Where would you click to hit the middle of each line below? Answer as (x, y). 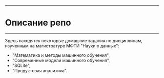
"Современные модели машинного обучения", (61, 60)
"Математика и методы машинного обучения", (61, 55)
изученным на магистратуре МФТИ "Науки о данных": (62, 46)
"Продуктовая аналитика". (40, 70)
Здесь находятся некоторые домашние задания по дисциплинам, (74, 40)
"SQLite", (21, 65)
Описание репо (38, 23)
